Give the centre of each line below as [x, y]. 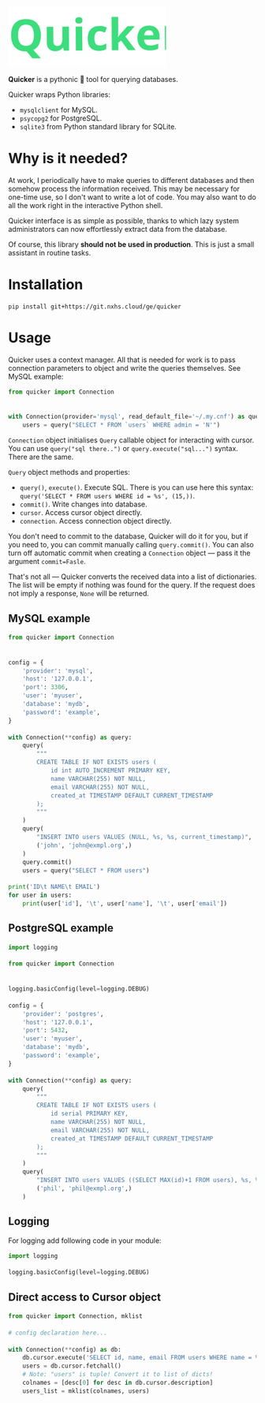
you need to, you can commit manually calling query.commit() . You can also [131, 545]
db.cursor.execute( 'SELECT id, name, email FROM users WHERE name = [137, 1358]
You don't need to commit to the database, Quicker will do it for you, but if [128, 536]
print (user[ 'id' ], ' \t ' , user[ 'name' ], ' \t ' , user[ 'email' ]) [125, 904]
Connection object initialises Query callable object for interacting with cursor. [131, 440]
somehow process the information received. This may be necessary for [124, 188]
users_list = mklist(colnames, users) [86, 1391]
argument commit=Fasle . [47, 562]
